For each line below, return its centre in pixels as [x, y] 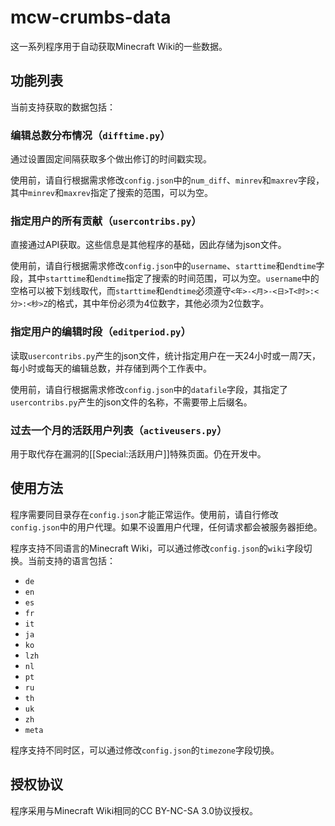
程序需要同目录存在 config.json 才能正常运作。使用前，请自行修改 [144, 514]
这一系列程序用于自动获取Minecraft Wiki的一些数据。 [119, 46]
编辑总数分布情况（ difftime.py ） [90, 135]
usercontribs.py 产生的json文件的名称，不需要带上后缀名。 [131, 402]
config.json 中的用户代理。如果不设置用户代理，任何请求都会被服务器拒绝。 [166, 527]
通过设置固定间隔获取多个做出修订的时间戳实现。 [111, 159]
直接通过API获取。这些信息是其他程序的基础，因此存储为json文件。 [148, 245]
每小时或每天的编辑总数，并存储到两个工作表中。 [111, 368]
